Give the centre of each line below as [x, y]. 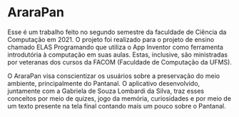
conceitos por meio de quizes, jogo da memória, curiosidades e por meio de [119, 98]
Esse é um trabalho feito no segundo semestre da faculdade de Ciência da [117, 32]
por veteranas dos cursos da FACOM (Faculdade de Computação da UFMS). [119, 62]
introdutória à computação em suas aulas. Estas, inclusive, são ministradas [118, 55]
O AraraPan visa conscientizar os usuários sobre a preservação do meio [113, 76]
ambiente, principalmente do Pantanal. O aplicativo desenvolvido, [104, 83]
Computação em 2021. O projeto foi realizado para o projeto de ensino [111, 39]
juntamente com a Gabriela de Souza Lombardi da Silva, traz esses [106, 91]
